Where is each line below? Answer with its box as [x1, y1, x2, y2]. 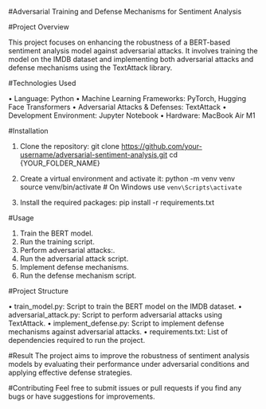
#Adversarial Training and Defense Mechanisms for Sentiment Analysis [8, 7, 242, 16]
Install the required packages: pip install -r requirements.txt [19, 198, 215, 207]
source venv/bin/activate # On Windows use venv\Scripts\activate [19, 182, 243, 192]
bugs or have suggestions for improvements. [8, 391, 155, 401]
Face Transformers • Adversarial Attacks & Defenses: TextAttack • [8, 103, 227, 111]
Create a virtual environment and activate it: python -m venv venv [19, 174, 236, 183]
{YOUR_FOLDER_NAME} [19, 158, 101, 168]
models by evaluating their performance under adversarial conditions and [8, 360, 249, 368]
